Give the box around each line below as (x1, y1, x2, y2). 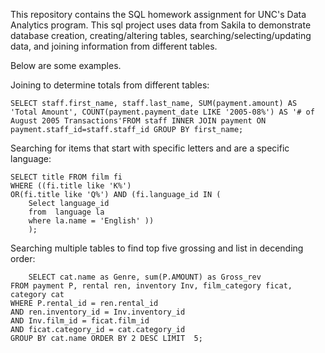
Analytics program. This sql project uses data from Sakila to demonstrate (10, 19, 312, 31)
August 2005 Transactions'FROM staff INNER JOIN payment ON (10, 116, 267, 126)
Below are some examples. (10, 60, 122, 71)
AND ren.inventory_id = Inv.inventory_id (10, 307, 186, 317)
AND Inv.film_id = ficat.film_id (10, 316, 150, 326)
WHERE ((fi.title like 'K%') (10, 181, 132, 191)
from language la (28, 207, 105, 217)
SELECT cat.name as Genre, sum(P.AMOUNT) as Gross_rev (28, 272, 262, 282)
